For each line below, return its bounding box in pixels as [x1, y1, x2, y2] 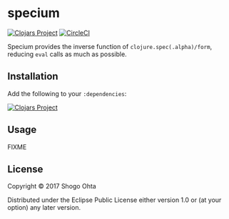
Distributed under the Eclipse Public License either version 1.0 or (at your [7, 196, 222, 204]
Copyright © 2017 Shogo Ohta [7, 182, 96, 191]
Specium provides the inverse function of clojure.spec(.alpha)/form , [7, 42, 213, 50]
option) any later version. [7, 203, 81, 212]
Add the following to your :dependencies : [7, 89, 127, 97]
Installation [7, 70, 58, 82]
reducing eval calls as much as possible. [7, 50, 127, 58]
